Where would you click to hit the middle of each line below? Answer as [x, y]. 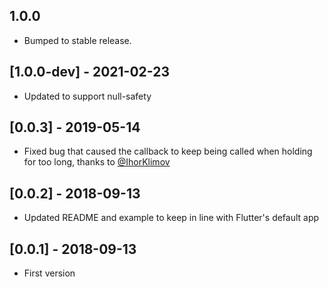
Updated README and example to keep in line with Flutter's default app [171, 218]
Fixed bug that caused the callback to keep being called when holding [168, 151]
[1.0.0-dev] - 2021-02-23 [89, 72]
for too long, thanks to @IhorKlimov [97, 162]
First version [49, 273]
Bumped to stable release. [77, 40]
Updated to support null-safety [87, 96]
